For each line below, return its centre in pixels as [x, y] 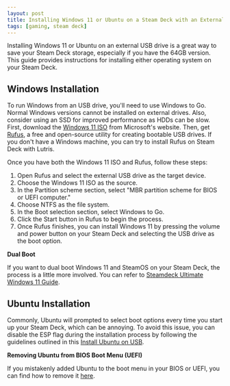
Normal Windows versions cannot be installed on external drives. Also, [107, 113]
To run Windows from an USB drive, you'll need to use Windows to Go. [107, 105]
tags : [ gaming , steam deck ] [47, 26]
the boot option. [40, 241]
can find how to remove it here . [51, 376]
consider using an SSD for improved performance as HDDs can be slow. [109, 120]
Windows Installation [53, 89]
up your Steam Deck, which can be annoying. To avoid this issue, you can [111, 327]
